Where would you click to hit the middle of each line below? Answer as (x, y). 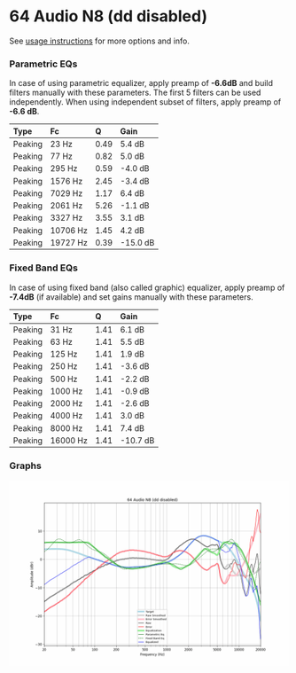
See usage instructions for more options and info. (100, 41)
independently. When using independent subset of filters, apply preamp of (145, 102)
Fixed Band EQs (43, 268)
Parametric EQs (43, 64)
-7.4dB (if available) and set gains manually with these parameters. (132, 297)
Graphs (25, 466)
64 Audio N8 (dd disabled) (109, 16)
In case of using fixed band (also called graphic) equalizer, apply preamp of (147, 287)
